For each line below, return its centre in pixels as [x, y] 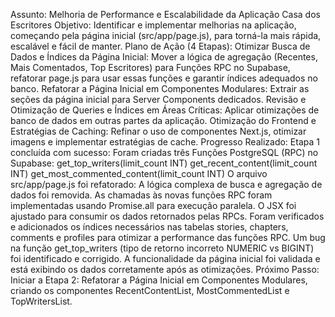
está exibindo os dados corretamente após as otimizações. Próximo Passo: [165, 269]
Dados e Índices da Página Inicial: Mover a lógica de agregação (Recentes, [164, 57]
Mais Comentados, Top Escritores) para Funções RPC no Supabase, [150, 67]
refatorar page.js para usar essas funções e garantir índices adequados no [164, 78]
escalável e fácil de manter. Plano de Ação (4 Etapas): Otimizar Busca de [160, 46]
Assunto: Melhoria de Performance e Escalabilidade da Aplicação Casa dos [165, 14]
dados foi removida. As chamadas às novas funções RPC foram [141, 195]
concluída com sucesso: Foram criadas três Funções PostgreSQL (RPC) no [164, 152]
